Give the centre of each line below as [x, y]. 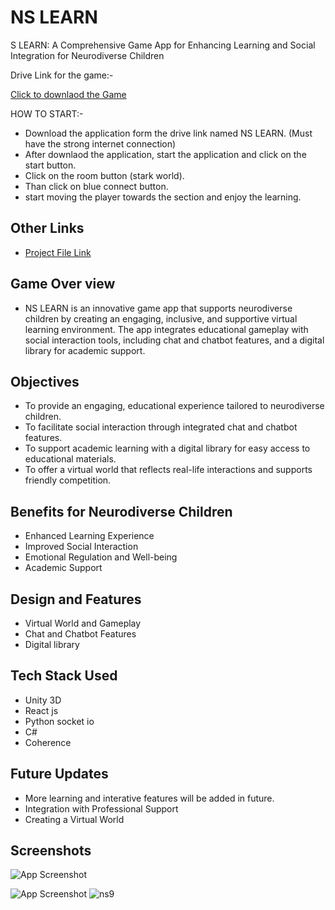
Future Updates [59, 774]
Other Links [47, 228]
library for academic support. [85, 350]
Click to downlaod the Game [68, 94]
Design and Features [76, 599]
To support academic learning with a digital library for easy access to [167, 448]
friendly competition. [68, 480]
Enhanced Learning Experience [89, 536]
